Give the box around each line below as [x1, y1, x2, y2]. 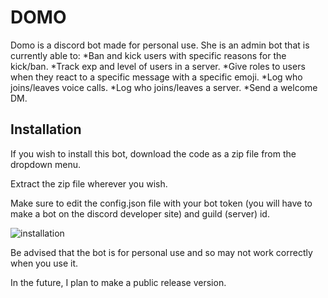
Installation [10, 121, 82, 138]
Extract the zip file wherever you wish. [10, 177, 168, 190]
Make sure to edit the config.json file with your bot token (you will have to [10, 197, 313, 209]
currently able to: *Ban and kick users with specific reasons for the [10, 49, 287, 61]
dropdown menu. [10, 158, 81, 170]
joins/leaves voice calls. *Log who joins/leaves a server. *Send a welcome [10, 81, 318, 93]
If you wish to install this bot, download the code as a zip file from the [10, 147, 297, 160]
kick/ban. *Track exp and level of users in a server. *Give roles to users [10, 60, 306, 72]
